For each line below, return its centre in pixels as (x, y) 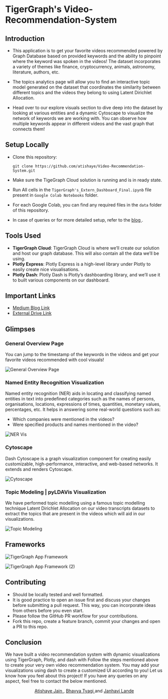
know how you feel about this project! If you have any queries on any (76, 676)
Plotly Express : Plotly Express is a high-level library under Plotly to (81, 264)
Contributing (26, 582)
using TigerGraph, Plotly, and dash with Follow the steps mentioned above (82, 660)
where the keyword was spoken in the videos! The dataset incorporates (87, 61)
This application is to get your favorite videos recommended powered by (88, 51)
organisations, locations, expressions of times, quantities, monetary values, (83, 404)
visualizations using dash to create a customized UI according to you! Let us (84, 670)
